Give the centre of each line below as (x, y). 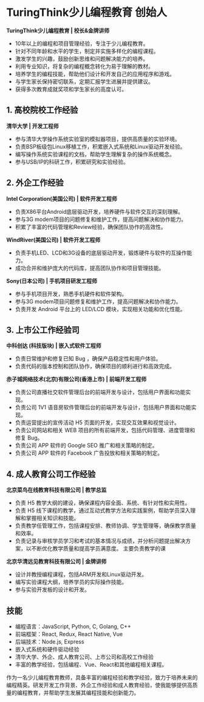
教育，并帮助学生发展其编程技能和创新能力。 (83, 693)
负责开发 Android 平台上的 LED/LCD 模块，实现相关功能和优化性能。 (100, 309)
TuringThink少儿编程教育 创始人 (87, 12)
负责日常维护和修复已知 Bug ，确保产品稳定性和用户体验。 (88, 359)
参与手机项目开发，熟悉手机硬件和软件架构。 (71, 293)
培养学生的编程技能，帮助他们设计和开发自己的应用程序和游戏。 (95, 74)
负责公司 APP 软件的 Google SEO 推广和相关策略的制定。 (86, 446)
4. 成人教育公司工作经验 (51, 474)
